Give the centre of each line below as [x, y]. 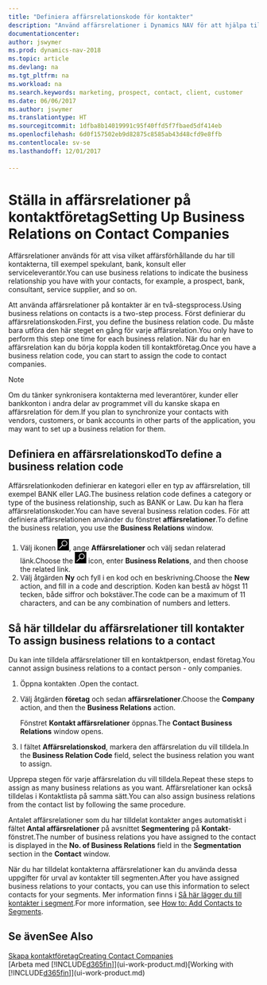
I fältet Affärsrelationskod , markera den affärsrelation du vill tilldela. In [134, 747]
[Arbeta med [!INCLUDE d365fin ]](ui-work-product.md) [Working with [121, 964]
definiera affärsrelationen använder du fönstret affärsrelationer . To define [128, 520]
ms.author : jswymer [41, 109]
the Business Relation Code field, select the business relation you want [137, 756]
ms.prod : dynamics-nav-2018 [55, 51]
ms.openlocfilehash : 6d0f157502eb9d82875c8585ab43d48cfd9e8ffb [115, 135]
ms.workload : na [35, 84]
